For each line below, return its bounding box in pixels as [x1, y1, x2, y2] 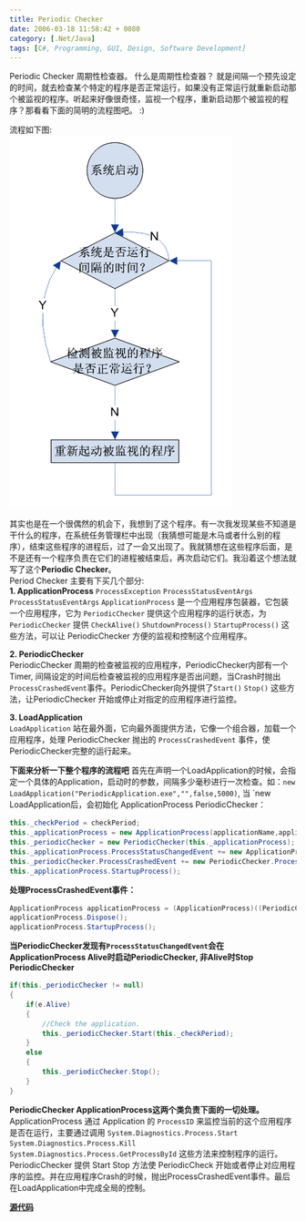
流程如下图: [9, 124, 53, 136]
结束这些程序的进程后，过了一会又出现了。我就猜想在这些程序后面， [28, 541, 285, 552]
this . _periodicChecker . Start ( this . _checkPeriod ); [42, 1029, 234, 1038]
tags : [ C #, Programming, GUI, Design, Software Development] [9, 44, 247, 53]
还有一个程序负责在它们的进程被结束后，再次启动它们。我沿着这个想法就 [25, 552, 297, 564]
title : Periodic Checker [9, 15, 104, 24]
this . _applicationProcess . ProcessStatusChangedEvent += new [9, 847, 243, 857]
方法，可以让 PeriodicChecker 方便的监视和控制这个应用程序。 [16, 631, 252, 641]
